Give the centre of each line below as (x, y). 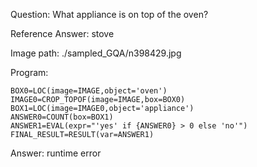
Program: (29, 72)
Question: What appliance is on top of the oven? (109, 14)
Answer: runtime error (56, 153)
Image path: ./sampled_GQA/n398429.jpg (96, 53)
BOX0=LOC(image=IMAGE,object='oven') (89, 91)
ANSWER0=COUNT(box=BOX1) (62, 117)
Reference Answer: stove (62, 33)
